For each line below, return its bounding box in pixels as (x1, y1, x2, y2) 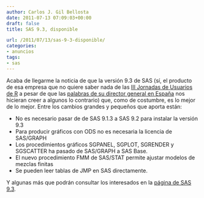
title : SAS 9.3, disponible (6, 26, 78, 32)
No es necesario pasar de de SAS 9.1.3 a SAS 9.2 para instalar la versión (15, 115, 198, 122)
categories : (6, 43, 37, 49)
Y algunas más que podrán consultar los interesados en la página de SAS (6, 178, 192, 186)
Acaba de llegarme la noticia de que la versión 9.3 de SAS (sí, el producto (6, 77, 192, 84)
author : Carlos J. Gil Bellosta (6, 9, 89, 15)
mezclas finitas (15, 160, 54, 167)
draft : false (6, 20, 40, 26)
